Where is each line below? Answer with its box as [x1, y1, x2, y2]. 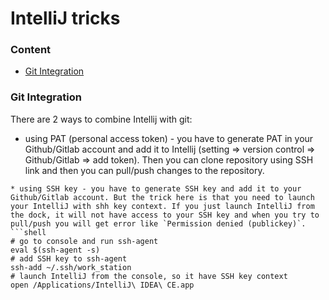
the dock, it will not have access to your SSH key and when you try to [10, 210, 320, 220]
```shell [10, 227, 47, 237]
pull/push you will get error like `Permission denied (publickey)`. [10, 218, 307, 229]
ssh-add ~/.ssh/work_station [10, 262, 132, 272]
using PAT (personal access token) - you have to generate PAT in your [24, 132, 314, 144]
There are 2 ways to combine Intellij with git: [10, 113, 193, 125]
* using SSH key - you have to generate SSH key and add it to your [10, 183, 302, 194]
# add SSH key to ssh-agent [10, 253, 128, 264]
